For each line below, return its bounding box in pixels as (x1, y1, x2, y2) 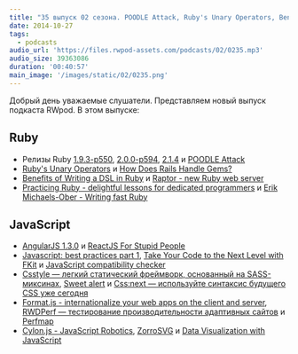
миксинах (21, 279, 60, 289)
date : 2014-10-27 (9, 21, 74, 30)
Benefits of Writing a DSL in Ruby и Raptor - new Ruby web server (21, 172, 264, 183)
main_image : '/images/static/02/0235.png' (9, 71, 169, 80)
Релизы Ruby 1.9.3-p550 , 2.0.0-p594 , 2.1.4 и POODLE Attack (21, 153, 246, 164)
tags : (9, 29, 29, 38)
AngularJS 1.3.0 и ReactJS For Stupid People (21, 240, 186, 251)
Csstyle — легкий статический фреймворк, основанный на (21, 269, 246, 279)
